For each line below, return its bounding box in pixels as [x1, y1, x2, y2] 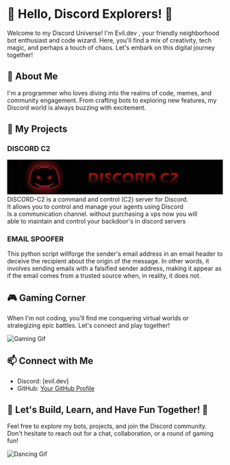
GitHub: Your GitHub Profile [16, 384, 94, 392]
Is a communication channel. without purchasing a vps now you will [7, 209, 198, 218]
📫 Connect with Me [7, 355, 94, 367]
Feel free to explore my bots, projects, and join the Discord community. [7, 422, 207, 431]
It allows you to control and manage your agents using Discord [7, 202, 183, 211]
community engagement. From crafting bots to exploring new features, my [7, 96, 217, 104]
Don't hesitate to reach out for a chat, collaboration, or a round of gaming [7, 429, 214, 438]
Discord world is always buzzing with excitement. [7, 103, 146, 112]
